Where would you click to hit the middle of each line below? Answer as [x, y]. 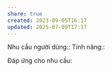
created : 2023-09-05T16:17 [47, 20]
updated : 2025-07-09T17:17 [47, 27]
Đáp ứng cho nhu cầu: [40, 61]
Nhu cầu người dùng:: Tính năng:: [56, 47]
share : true [25, 14]
